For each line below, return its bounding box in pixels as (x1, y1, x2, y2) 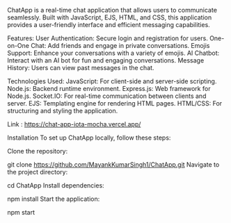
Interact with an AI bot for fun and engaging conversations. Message (7, 56, 205, 65)
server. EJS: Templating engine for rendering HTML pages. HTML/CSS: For (7, 99, 223, 107)
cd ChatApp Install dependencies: (7, 181, 104, 190)
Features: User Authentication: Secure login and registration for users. (7, 34, 209, 42)
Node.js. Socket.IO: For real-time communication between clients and (7, 92, 207, 100)
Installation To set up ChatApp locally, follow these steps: (7, 133, 171, 142)
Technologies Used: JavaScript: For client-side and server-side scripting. (7, 77, 217, 85)
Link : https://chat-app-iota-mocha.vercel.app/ (7, 120, 141, 128)
